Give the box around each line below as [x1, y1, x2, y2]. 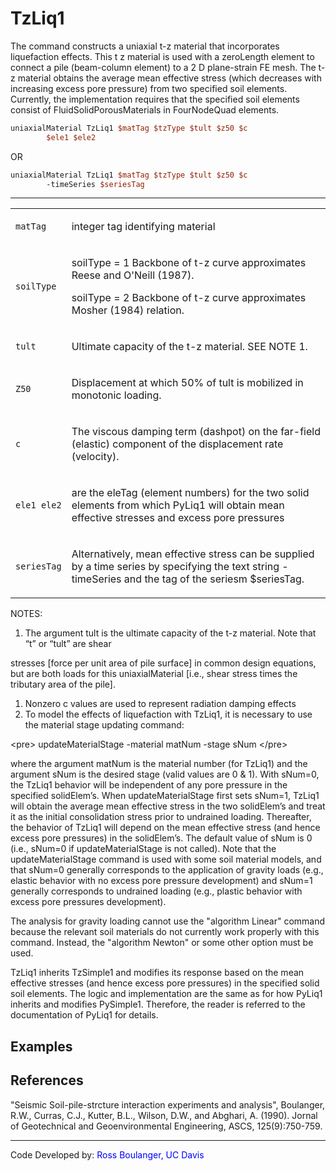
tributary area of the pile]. [10, 678, 116, 691]
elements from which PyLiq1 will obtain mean [71, 498, 285, 512]
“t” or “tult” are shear [24, 638, 112, 650]
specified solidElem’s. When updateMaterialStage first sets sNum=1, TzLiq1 [10, 790, 320, 802]
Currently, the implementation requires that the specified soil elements [10, 93, 300, 105]
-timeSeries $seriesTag [46, 179, 145, 189]
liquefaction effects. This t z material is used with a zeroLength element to [10, 50, 315, 62]
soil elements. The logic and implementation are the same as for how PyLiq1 [10, 988, 323, 1000]
